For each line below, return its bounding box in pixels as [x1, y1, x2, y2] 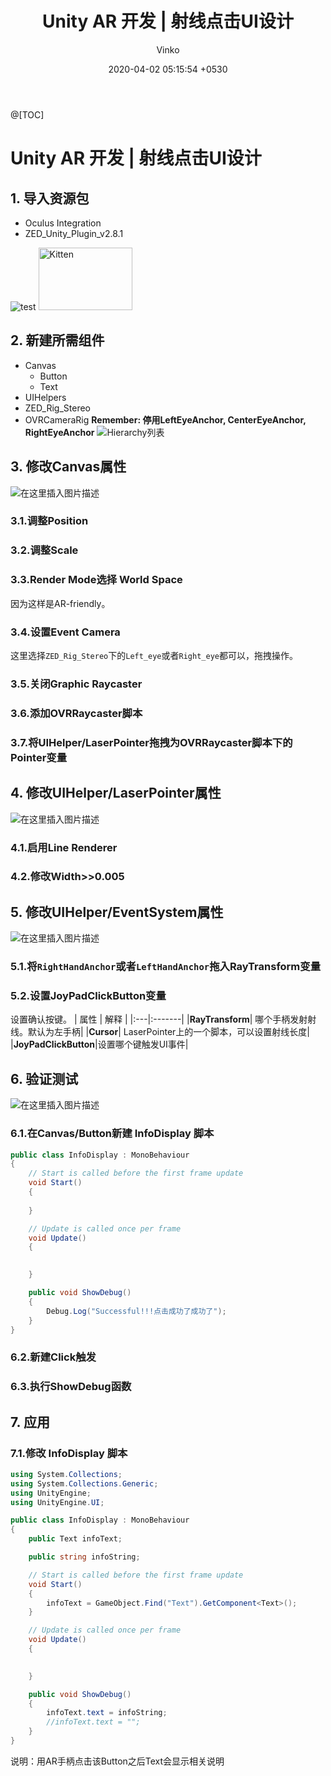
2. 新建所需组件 [10, 332, 105, 349]
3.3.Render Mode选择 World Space [10, 573, 183, 587]
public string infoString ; [28, 1552, 141, 1562]
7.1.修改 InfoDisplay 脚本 [10, 1446, 128, 1460]
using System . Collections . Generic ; [10, 1478, 159, 1489]
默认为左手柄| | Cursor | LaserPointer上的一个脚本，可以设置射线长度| [27, 1026, 311, 1038]
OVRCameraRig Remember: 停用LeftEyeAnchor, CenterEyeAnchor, [24, 413, 307, 426]
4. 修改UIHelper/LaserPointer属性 [10, 785, 222, 802]
